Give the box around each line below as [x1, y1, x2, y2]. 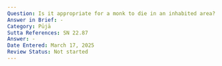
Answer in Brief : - [7, 16, 64, 23]
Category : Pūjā [7, 23, 51, 30]
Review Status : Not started [7, 49, 89, 56]
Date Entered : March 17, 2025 [7, 42, 95, 49]
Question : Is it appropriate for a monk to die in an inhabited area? [7, 10, 216, 17]
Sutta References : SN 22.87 [7, 29, 89, 36]
